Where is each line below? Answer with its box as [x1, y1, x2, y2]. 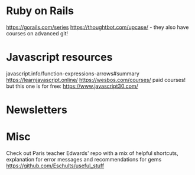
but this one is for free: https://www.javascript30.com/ [6, 82, 139, 90]
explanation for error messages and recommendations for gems [6, 156, 162, 163]
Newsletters [6, 103, 68, 117]
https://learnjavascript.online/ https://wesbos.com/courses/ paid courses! [6, 76, 186, 83]
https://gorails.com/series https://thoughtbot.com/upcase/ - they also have [6, 24, 189, 31]
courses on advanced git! [6, 29, 69, 37]
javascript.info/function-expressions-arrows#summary [6, 70, 140, 77]
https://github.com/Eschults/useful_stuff [6, 162, 105, 169]
